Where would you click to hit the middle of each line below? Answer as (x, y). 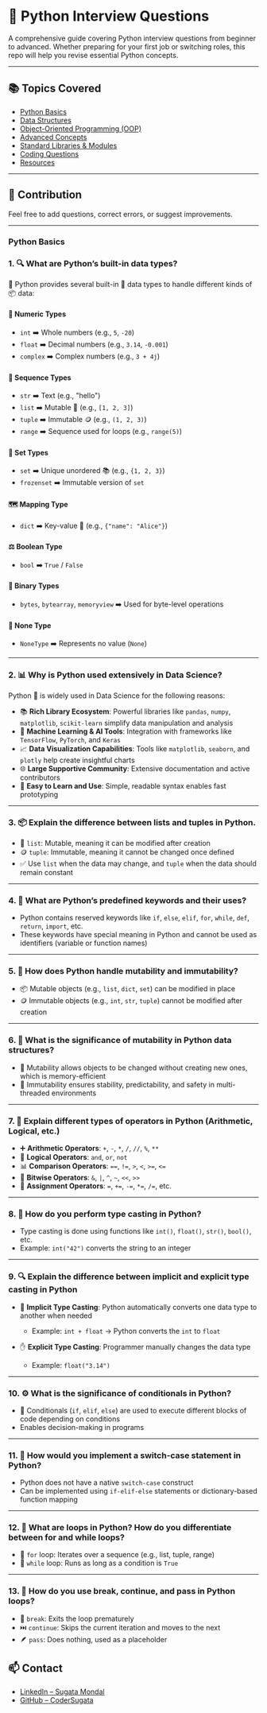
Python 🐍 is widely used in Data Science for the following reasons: (117, 696)
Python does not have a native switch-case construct (106, 1482)
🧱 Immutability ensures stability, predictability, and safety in (117, 1084)
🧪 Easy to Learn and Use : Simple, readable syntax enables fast (123, 785)
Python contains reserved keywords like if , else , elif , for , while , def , (135, 918)
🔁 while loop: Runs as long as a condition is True (99, 1563)
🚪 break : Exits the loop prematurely (77, 1618)
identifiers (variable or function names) (83, 943)
